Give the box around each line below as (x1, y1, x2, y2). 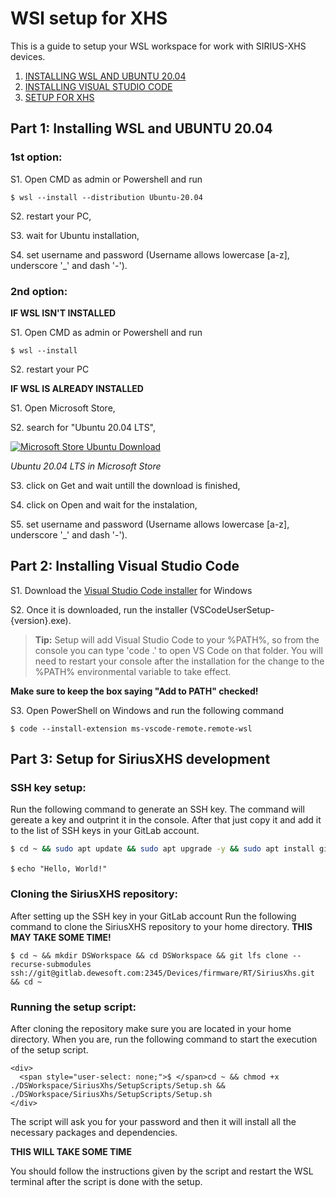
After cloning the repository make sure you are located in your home (10, 1022, 292, 1034)
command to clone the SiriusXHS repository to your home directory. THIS (10, 920, 313, 932)
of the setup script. (10, 1043, 89, 1056)
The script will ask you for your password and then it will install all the (10, 1115, 297, 1127)
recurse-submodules (10, 959, 92, 969)
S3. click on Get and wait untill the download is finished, (10, 479, 241, 491)
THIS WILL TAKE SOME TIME (10, 1145, 132, 1157)
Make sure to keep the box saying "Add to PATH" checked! (10, 685, 259, 697)
